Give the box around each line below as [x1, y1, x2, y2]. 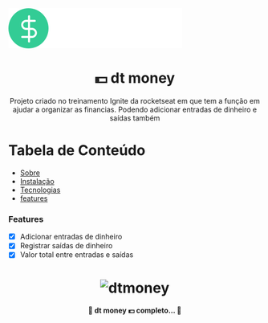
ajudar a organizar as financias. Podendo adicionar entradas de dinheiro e [12, 104, 258, 114]
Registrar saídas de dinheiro [19, 241, 113, 251]
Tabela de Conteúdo [8, 141, 146, 160]
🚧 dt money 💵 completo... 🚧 [87, 305, 182, 316]
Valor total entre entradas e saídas [19, 250, 134, 260]
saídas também [109, 112, 160, 123]
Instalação [19, 176, 55, 186]
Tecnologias [19, 185, 61, 194]
